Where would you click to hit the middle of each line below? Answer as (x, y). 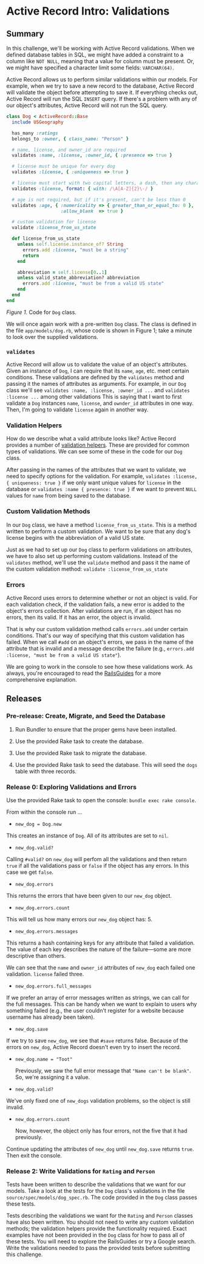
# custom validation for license (54, 222)
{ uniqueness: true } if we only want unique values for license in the (93, 483)
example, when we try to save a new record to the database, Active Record (100, 86)
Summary (25, 34)
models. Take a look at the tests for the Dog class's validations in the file (96, 1191)
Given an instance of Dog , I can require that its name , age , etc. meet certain (98, 371)
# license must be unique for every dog (63, 166)
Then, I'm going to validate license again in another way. (77, 410)
